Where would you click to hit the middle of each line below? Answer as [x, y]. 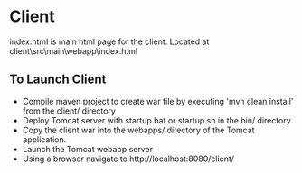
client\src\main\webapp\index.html [74, 50]
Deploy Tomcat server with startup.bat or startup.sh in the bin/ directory [156, 120]
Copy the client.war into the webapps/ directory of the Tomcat [138, 130]
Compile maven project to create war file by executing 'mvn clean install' [158, 101]
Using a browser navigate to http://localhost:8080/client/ [128, 159]
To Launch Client [58, 80]
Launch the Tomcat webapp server [88, 149]
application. [44, 139]
